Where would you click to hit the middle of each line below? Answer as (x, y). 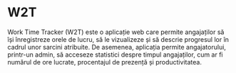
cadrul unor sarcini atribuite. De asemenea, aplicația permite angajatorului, (117, 47)
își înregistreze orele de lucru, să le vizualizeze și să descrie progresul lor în (118, 39)
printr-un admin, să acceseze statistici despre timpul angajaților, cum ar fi (115, 55)
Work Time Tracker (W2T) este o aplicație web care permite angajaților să (116, 32)
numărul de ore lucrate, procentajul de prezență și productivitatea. (104, 62)
